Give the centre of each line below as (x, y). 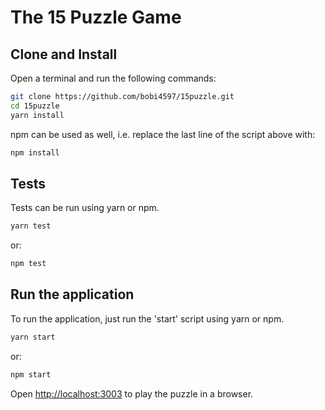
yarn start (33, 337)
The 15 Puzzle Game (96, 17)
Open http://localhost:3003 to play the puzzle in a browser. (132, 393)
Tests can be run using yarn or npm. (85, 208)
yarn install (37, 115)
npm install (35, 152)
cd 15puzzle (35, 106)
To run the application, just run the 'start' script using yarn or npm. (147, 318)
